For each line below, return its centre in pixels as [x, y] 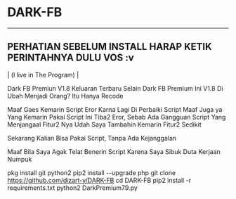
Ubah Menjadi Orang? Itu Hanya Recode [66, 96]
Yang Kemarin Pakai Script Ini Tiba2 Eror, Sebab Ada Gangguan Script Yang [117, 117]
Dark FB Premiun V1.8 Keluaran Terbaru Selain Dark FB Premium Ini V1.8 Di [115, 88]
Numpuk [20, 159]
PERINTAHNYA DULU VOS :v [71, 58]
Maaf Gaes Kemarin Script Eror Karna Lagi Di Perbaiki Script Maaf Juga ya [115, 109]
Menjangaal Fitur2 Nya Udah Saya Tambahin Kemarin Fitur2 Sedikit [104, 124]
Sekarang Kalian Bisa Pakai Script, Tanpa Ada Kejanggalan [92, 138]
